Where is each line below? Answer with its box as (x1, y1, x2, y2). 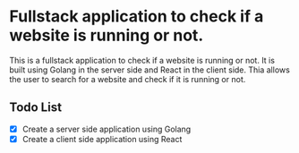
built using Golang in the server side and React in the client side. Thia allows (9, 64, 291, 75)
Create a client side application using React (21, 133, 183, 144)
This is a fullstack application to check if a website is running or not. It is (9, 55, 276, 65)
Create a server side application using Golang (21, 123, 192, 134)
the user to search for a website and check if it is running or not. (9, 73, 246, 84)
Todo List (9, 100, 63, 115)
